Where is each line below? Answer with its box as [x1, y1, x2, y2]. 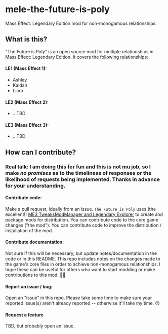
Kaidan [12, 82, 28, 88]
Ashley [12, 77, 27, 83]
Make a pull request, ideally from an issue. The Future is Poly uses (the [5, 206, 156, 212]
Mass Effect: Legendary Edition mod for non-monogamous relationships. [5, 20, 157, 26]
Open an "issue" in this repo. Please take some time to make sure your [5, 295, 152, 301]
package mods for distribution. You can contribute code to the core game [5, 216, 158, 222]
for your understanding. [5, 182, 66, 189]
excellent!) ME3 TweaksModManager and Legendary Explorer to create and [5, 211, 163, 217]
